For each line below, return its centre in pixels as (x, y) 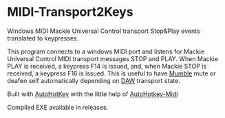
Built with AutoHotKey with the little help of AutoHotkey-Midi (93, 94)
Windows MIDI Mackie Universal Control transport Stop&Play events (104, 31)
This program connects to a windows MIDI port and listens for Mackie (106, 51)
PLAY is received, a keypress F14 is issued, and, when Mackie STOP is (107, 66)
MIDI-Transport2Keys (70, 12)
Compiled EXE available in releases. (58, 107)
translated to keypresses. (43, 38)
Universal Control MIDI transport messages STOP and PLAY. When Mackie (113, 58)
